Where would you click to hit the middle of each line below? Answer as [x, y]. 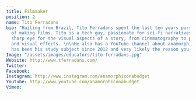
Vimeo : [14, 87]
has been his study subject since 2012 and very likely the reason [95, 49]
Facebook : [18, 71]
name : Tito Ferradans [32, 22]
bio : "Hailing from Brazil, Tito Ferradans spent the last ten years [92, 28]
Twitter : [17, 66]
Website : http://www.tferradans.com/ [52, 60]
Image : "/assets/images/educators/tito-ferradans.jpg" [74, 55]
